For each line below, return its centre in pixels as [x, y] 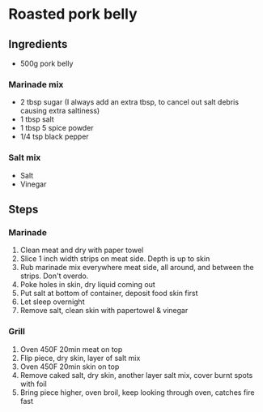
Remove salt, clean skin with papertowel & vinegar [104, 311]
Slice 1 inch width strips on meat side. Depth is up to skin [115, 259]
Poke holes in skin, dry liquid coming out [87, 285]
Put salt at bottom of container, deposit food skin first [109, 294]
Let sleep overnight [52, 302]
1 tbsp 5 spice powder [57, 128]
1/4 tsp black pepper [54, 137]
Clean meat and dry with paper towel [82, 250]
